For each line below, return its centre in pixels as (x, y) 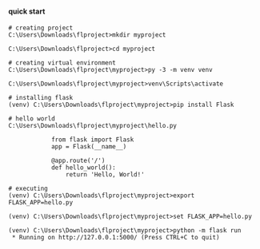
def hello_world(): (83, 168)
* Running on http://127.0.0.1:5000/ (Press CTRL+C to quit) (116, 238)
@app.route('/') (78, 161)
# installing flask (41, 98)
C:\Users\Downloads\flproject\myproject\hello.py (93, 126)
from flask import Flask (92, 140)
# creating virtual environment (62, 63)
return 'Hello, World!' (105, 175)
